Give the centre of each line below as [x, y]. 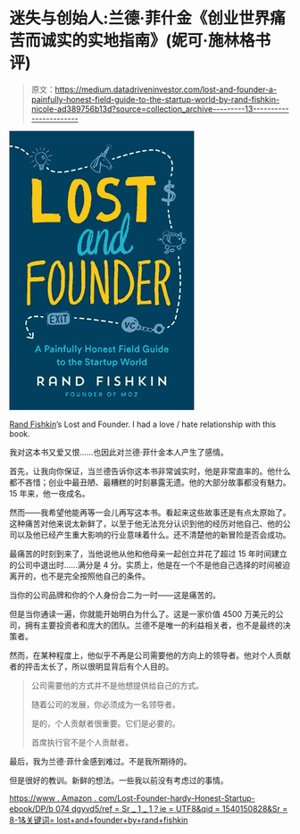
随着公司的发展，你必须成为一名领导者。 [105, 704]
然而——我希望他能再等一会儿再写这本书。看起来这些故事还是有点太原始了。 [150, 512]
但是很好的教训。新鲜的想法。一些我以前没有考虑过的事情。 [119, 780]
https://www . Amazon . [53, 798]
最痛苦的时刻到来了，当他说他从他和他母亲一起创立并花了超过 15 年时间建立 [148, 554]
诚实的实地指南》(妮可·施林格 [148, 41]
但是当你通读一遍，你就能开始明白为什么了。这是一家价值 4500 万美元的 [142, 613]
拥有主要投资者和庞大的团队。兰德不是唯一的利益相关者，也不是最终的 [154, 625]
